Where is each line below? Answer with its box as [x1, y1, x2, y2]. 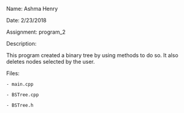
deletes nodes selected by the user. [6, 58, 95, 65]
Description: [6, 40, 37, 47]
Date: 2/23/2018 [6, 17, 47, 23]
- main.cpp [6, 81, 34, 87]
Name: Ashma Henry [6, 5, 59, 12]
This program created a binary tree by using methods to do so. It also [6, 52, 179, 59]
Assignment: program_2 [6, 28, 66, 35]
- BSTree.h [6, 102, 34, 108]
